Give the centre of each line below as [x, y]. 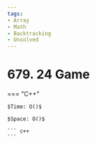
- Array [18, 20]
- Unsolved [23, 40]
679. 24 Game [48, 75]
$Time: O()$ [24, 107]
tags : [15, 14]
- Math [17, 27]
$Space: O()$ [26, 119]
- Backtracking [29, 33]
